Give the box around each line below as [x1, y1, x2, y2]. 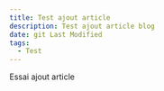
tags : [9, 38, 30, 48]
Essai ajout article [9, 71, 75, 82]
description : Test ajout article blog [9, 22, 155, 31]
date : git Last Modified [9, 30, 103, 39]
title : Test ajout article [9, 13, 111, 23]
